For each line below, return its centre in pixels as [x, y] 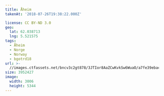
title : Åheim [18, 9]
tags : [10, 41]
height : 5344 [23, 86]
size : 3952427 [20, 72]
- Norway [18, 54]
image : [12, 77]
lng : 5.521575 [24, 36]
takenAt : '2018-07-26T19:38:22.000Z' [43, 14]
